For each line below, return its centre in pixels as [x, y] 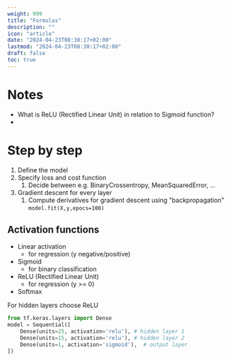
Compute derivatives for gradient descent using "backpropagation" [126, 200]
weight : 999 [25, 14]
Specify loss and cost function [62, 177]
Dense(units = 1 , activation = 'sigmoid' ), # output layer [104, 344]
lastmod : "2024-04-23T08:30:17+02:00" [64, 47]
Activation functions [53, 230]
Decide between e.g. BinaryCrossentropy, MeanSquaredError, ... [122, 185]
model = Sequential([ [39, 325]
